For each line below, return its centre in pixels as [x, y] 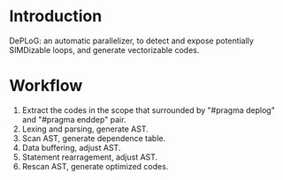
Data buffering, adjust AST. [71, 147]
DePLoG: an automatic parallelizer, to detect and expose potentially [132, 41]
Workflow [46, 86]
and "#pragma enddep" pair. [74, 119]
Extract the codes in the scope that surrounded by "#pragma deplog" [149, 110]
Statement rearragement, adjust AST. [90, 157]
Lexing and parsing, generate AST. [85, 129]
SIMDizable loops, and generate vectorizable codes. [104, 49]
